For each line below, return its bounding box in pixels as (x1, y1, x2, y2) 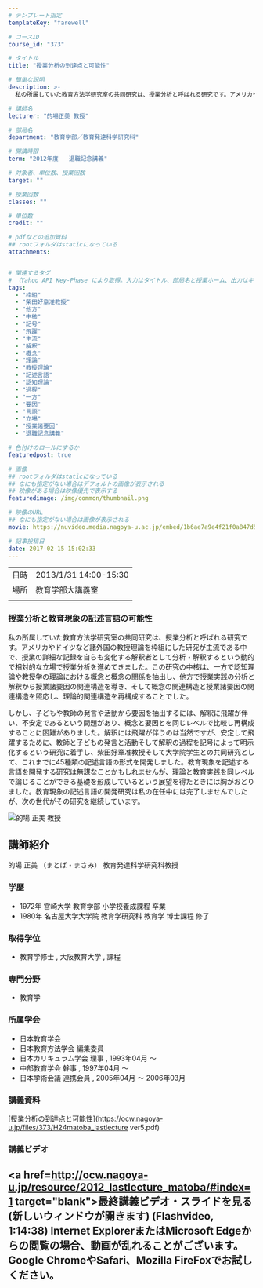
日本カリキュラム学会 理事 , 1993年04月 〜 (19, 1053, 157, 1063)
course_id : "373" (8, 40, 65, 48)
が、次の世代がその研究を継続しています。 (8, 796, 145, 805)
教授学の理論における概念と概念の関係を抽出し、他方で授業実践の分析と (21, 672, 255, 681)
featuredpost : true (8, 451, 72, 459)
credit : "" (8, 219, 44, 228)
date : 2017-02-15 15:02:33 (8, 545, 96, 553)
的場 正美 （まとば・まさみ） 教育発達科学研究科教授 (8, 860, 178, 870)
